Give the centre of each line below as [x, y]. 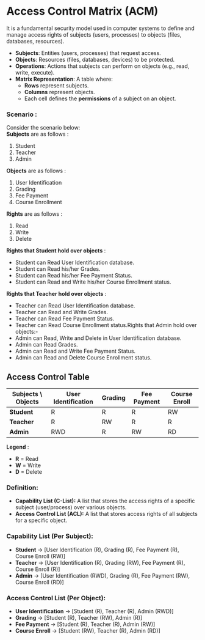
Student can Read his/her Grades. [58, 269]
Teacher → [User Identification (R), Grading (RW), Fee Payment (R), [100, 562]
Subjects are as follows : [38, 134]
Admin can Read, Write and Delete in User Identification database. [98, 338]
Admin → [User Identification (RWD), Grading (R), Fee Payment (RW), [103, 575]
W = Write [28, 465]
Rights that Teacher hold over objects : [56, 294]
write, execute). [35, 72]
